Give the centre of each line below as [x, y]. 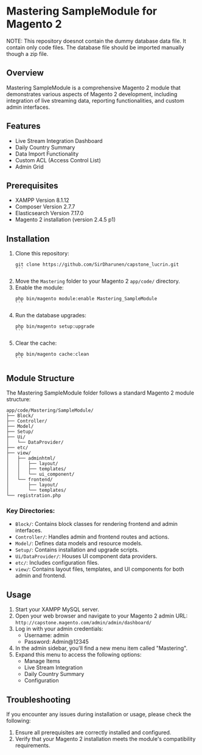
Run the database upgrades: [50, 315]
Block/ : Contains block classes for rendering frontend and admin [96, 524]
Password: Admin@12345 [57, 642]
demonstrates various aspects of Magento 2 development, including [92, 94]
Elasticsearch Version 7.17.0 [49, 213]
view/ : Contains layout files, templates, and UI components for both [99, 569]
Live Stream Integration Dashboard [59, 140]
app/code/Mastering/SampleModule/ [50, 410]
